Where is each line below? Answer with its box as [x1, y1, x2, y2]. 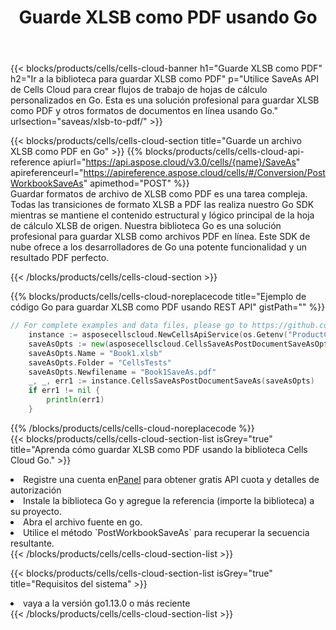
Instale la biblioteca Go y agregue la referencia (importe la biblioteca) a [23, 494, 315, 506]
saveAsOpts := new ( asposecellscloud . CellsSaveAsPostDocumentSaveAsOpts [28, 339, 333, 349]
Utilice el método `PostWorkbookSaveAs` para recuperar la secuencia [23, 526, 310, 538]
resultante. [10, 537, 55, 549]
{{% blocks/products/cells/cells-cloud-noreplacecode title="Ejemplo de [10, 291, 307, 303]
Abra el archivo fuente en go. [23, 516, 143, 528]
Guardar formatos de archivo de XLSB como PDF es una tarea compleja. [10, 188, 308, 200]
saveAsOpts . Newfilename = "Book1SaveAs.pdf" [28, 367, 217, 377]
